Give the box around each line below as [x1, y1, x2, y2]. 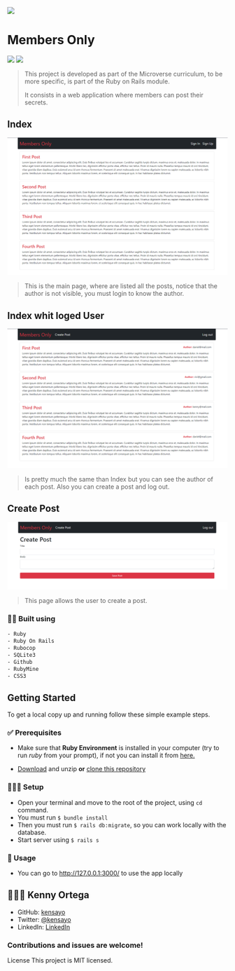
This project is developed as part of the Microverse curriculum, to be [24, 69, 223, 78]
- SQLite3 [7, 652, 36, 659]
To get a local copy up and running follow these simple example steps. [7, 710, 211, 719]
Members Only [7, 32, 96, 48]
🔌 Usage [7, 853, 36, 862]
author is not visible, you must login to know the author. [24, 290, 185, 298]
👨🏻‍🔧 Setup [7, 782, 44, 792]
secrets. [24, 98, 48, 107]
